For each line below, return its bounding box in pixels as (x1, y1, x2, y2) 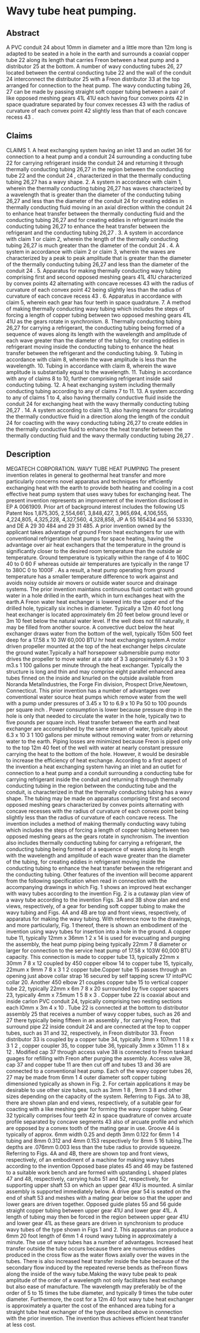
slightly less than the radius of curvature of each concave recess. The (6, 813, 178, 821)
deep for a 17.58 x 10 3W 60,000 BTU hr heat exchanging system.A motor (6, 636, 186, 643)
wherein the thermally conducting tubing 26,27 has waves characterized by (6, 184, 192, 192)
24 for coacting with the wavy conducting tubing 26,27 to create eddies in (6, 419, 188, 426)
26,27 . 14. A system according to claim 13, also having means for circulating (6, 406, 193, 414)
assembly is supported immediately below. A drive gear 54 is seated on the (6, 1187, 190, 1195)
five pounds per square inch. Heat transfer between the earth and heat (6, 718, 180, 726)
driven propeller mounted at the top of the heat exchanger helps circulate (6, 643, 186, 650)
